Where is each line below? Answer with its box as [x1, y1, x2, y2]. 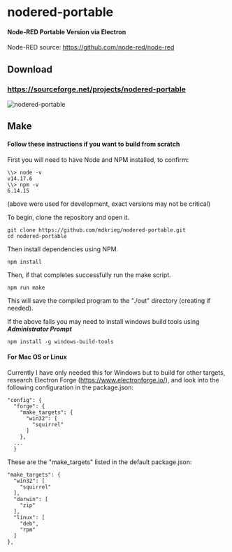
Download [7, 64, 52, 75]
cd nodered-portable [7, 232, 68, 239]
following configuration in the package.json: [7, 383, 134, 391]
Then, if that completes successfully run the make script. [7, 270, 171, 279]
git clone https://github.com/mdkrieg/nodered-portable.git [7, 226, 187, 234]
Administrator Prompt [7, 325, 72, 333]
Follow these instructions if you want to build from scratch [7, 140, 180, 149]
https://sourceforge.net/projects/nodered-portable [7, 84, 187, 94]
